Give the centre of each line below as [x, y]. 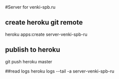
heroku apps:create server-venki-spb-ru [46, 34]
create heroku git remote [44, 22]
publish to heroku [33, 50]
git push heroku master [29, 61]
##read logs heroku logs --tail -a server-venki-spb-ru [60, 71]
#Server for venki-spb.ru [30, 7]
